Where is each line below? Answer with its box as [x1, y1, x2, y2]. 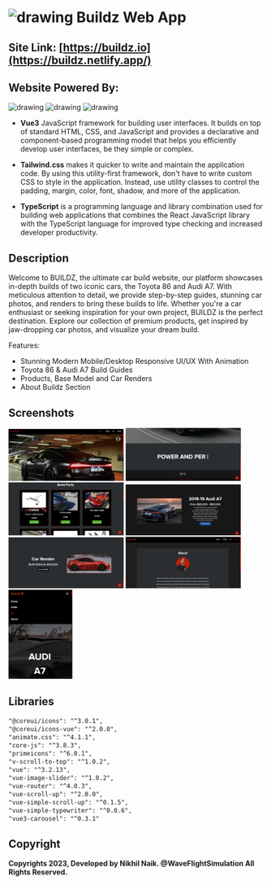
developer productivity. [19, 228, 98, 238]
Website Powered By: [8, 81, 119, 94]
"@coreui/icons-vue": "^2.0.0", [8, 725, 118, 734]
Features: [8, 340, 41, 350]
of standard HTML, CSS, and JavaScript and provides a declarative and [19, 127, 260, 137]
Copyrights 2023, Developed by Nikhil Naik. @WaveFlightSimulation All [8, 859, 255, 869]
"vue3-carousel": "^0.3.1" [8, 815, 100, 823]
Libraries [8, 694, 54, 708]
